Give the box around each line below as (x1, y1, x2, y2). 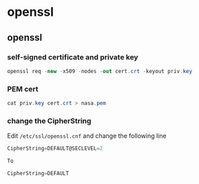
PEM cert (7, 84, 39, 94)
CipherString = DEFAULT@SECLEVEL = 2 (7, 145, 103, 152)
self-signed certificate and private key (7, 52, 139, 62)
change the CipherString (7, 116, 92, 125)
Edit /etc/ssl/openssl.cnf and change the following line (7, 132, 167, 140)
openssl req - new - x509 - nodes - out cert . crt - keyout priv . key (7, 68, 193, 74)
